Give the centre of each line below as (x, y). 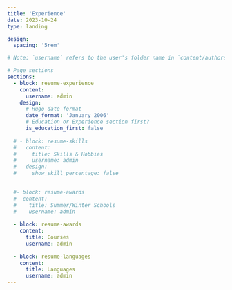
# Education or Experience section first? (87, 122)
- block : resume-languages (52, 257)
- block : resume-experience (54, 83)
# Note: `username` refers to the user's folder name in (91, 58)
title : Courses (47, 237)
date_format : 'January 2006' (67, 116)
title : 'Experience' (37, 13)
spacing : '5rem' (37, 46)
